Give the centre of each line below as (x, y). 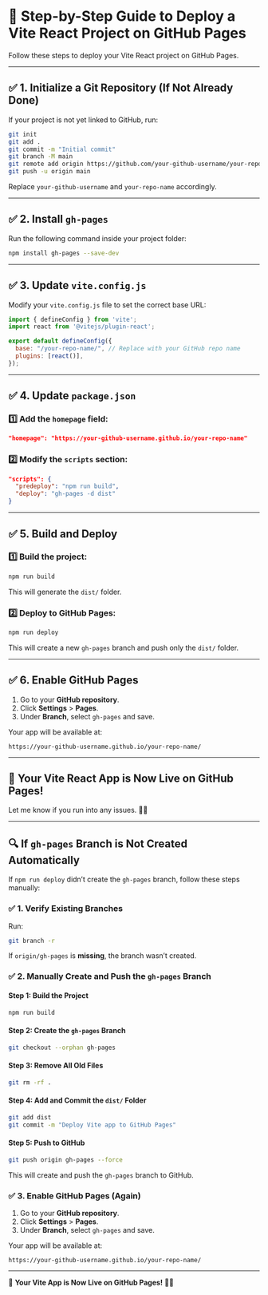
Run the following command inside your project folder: (98, 238)
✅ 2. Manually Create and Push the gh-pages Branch (110, 976)
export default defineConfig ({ (60, 341)
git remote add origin (46, 164)
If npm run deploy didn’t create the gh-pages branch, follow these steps (124, 879)
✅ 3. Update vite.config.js (77, 285)
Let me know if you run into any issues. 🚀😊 (78, 810)
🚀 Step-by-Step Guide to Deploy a (122, 16)
